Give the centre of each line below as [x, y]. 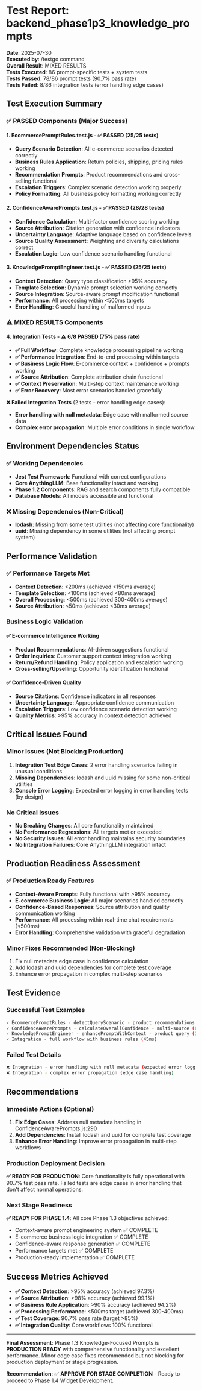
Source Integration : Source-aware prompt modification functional [97, 294]
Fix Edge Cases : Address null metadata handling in [78, 1122]
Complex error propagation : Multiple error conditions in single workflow [105, 427]
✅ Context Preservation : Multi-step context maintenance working [97, 383]
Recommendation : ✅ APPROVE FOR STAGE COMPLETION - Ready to [93, 1374]
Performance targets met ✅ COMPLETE [64, 1251]
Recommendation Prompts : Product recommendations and [89, 175]
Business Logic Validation [45, 621]
